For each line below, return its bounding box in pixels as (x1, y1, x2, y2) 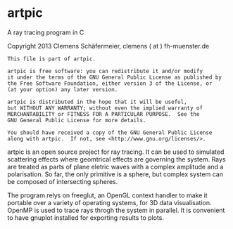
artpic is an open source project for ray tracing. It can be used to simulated (7, 148, 225, 156)
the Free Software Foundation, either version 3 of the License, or (7, 79, 213, 87)
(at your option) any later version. (7, 86, 118, 93)
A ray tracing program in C (7, 28, 84, 37)
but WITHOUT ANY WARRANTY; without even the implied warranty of (7, 104, 203, 112)
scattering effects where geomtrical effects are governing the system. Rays (7, 155, 227, 163)
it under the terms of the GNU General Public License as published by (7, 74, 222, 81)
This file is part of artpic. (7, 55, 96, 63)
